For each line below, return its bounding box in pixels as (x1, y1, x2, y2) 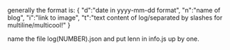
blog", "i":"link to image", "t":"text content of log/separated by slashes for (7, 13, 223, 22)
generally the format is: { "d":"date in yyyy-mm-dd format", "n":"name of (7, 6, 221, 14)
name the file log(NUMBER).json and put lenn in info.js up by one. (7, 35, 199, 43)
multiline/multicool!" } (7, 21, 71, 29)
